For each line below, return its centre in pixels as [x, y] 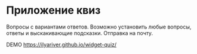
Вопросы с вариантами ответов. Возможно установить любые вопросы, [99, 27]
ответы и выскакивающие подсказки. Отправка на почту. [80, 33]
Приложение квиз [53, 10]
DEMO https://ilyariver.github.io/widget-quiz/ [61, 45]
